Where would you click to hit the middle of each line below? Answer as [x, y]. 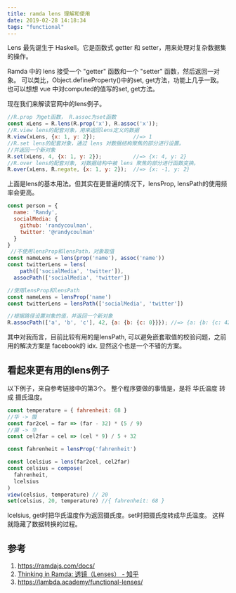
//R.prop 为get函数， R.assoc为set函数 [62, 117]
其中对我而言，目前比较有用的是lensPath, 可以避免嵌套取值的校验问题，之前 [117, 337]
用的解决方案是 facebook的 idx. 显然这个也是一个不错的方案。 [97, 346]
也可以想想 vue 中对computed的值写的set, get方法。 [83, 89]
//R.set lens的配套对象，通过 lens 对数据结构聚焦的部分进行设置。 [96, 143]
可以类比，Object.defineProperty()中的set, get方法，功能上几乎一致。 [122, 80]
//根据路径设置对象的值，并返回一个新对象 [60, 316]
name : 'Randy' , [36, 213]
